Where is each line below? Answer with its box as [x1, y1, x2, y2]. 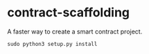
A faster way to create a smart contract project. [7, 27, 143, 36]
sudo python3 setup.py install [7, 40, 98, 47]
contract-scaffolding [7, 5, 130, 21]
